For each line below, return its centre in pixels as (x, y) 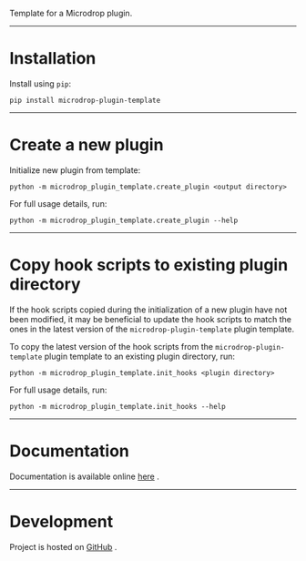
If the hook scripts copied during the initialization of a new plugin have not (148, 310)
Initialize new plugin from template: (75, 170)
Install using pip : (41, 83)
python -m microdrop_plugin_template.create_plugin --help (124, 220)
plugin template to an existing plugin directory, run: (139, 356)
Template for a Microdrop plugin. (71, 13)
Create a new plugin (87, 145)
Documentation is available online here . (84, 476)
